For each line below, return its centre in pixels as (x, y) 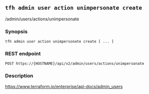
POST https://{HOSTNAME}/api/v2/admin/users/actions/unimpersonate (75, 64)
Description (19, 76)
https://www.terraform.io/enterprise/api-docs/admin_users (64, 86)
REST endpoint (23, 54)
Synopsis (16, 31)
